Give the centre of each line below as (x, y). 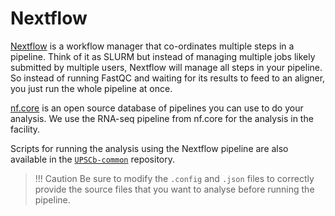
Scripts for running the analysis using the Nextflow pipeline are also (149, 148)
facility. (25, 129)
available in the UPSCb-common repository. (92, 159)
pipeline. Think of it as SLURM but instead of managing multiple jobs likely (163, 56)
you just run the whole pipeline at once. (91, 88)
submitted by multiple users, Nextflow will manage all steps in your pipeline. (166, 67)
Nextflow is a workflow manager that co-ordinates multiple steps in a (152, 46)
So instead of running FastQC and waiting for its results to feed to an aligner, (168, 78)
